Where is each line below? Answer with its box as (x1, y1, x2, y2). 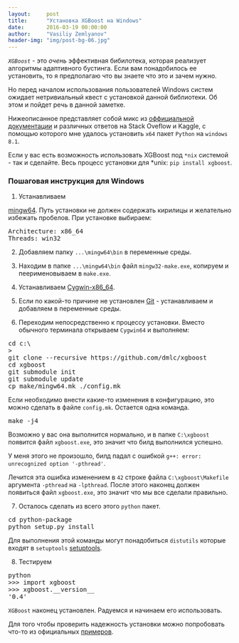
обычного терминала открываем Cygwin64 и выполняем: (18, 325, 190, 335)
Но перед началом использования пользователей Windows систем (8, 85, 213, 94)
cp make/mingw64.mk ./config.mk (8, 382, 121, 390)
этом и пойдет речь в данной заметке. (8, 100, 126, 109)
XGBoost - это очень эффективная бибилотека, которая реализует (8, 56, 207, 65)
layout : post (8, 10, 60, 18)
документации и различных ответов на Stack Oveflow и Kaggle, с (8, 122, 206, 130)
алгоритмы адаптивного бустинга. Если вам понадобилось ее (8, 64, 197, 73)
